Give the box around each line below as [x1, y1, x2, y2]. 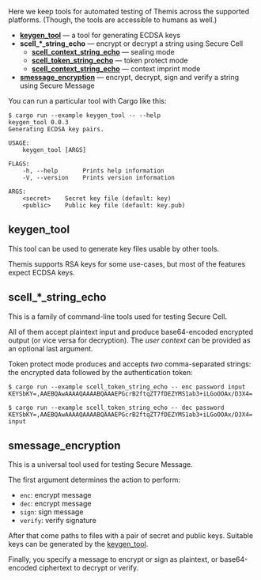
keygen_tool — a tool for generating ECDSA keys [19, 31, 180, 40]
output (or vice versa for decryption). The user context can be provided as [8, 335, 251, 345]
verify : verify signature [19, 516, 96, 525]
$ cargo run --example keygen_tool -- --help [8, 112, 161, 119]
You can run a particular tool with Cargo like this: [8, 97, 167, 105]
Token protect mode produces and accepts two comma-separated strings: [8, 359, 252, 369]
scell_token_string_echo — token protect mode [31, 55, 188, 65]
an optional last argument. [8, 343, 93, 353]
